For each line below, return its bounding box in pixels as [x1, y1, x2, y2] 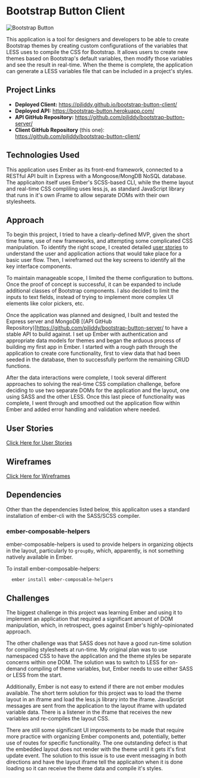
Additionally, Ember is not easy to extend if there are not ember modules [6, 683, 184, 690]
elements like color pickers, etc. [6, 300, 85, 307]
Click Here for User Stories [6, 439, 73, 447]
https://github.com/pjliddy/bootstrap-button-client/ [14, 132, 140, 140]
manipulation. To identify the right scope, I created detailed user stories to [6, 244, 188, 251]
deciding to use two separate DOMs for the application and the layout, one [6, 387, 190, 394]
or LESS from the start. [6, 671, 63, 679]
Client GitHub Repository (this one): [14, 126, 104, 133]
